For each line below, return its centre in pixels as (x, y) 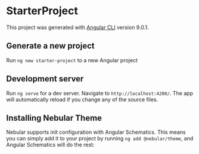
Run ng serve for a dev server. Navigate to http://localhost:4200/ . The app (100, 93)
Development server (45, 79)
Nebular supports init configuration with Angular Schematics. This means (96, 132)
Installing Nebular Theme (54, 118)
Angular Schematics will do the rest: (50, 145)
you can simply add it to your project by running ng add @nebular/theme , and (100, 139)
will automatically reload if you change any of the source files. (82, 100)
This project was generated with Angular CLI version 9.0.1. (77, 27)
